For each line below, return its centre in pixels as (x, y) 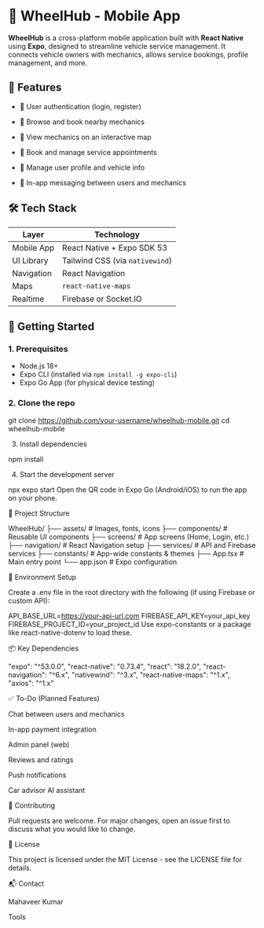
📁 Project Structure (39, 513)
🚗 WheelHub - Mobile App (94, 16)
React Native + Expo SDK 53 (114, 248)
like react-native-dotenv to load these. (70, 633)
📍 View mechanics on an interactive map (85, 137)
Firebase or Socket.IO (102, 299)
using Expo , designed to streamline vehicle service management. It (117, 46)
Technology (117, 234)
